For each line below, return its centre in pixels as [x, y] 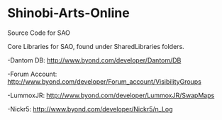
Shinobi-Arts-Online [68, 13]
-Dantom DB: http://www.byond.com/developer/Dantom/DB [94, 60]
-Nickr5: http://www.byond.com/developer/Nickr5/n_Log [90, 109]
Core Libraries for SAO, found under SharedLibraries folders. [96, 46]
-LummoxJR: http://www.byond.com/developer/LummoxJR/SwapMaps [111, 95]
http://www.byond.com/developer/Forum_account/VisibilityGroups [105, 81]
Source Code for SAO [39, 33]
